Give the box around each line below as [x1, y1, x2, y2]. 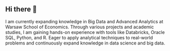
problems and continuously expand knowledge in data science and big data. [5, 40, 165, 46]
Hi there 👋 [5, 5, 37, 14]
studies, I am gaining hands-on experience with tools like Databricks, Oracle [5, 29, 165, 35]
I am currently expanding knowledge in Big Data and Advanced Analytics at [5, 18, 163, 24]
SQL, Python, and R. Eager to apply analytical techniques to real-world [5, 34, 153, 40]
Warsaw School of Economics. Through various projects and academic [5, 24, 154, 30]
